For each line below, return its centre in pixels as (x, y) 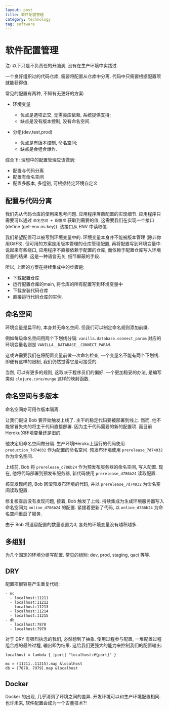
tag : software (20, 24)
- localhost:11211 (29, 598)
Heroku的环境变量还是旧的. (33, 433)
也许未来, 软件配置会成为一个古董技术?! (46, 703)
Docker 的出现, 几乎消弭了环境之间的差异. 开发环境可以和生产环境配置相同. (83, 697)
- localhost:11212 (29, 603)
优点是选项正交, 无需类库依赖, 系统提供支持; (66, 115)
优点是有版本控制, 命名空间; (49, 143)
